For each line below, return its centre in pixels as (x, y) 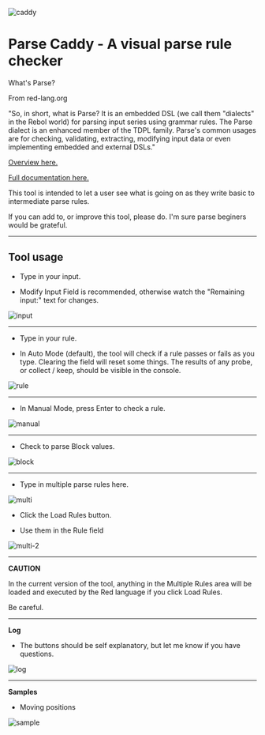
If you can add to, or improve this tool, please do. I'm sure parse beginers (127, 217)
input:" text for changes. (59, 300)
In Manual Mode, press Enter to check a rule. (92, 408)
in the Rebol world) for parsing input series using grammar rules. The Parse (131, 122)
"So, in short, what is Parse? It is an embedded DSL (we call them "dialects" (131, 113)
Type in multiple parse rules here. (74, 484)
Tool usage (36, 257)
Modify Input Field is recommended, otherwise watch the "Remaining (132, 292)
